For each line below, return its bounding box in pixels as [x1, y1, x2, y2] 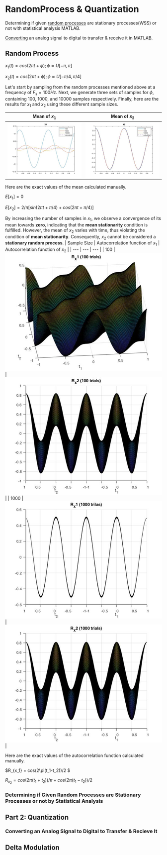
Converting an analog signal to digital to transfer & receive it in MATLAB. [5, 35, 153, 41]
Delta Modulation [5, 843, 60, 852]
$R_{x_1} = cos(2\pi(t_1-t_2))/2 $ [5, 767, 71, 773]
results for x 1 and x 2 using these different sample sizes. [5, 101, 118, 108]
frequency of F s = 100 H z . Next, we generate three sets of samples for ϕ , [5, 90, 154, 97]
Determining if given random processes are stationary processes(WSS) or [5, 20, 157, 26]
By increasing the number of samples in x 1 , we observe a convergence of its [5, 215, 162, 222]
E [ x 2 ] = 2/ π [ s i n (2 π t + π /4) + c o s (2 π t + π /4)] [5, 205, 94, 212]
